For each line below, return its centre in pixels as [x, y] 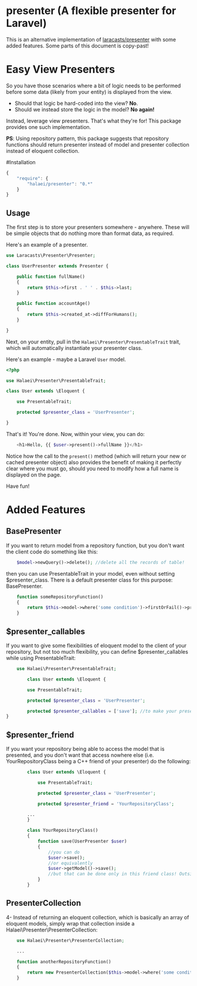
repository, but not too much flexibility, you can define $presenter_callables [97, 652]
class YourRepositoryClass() [63, 831]
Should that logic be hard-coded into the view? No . [76, 103]
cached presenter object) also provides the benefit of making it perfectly [94, 462]
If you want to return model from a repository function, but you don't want [95, 545]
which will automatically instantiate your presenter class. [74, 348]
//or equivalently [70, 863]
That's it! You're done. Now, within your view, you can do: [75, 434]
